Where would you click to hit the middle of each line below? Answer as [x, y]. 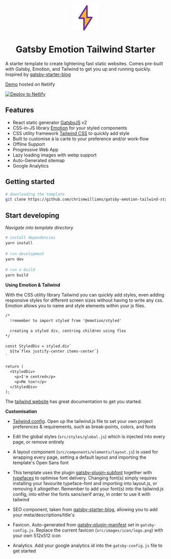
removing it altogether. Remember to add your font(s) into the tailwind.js [88, 489]
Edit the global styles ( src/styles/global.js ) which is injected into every [89, 437]
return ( [15, 367]
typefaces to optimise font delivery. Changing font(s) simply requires [85, 478]
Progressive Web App [35, 149]
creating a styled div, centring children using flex [68, 331]
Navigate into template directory [39, 228]
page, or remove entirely [38, 442]
